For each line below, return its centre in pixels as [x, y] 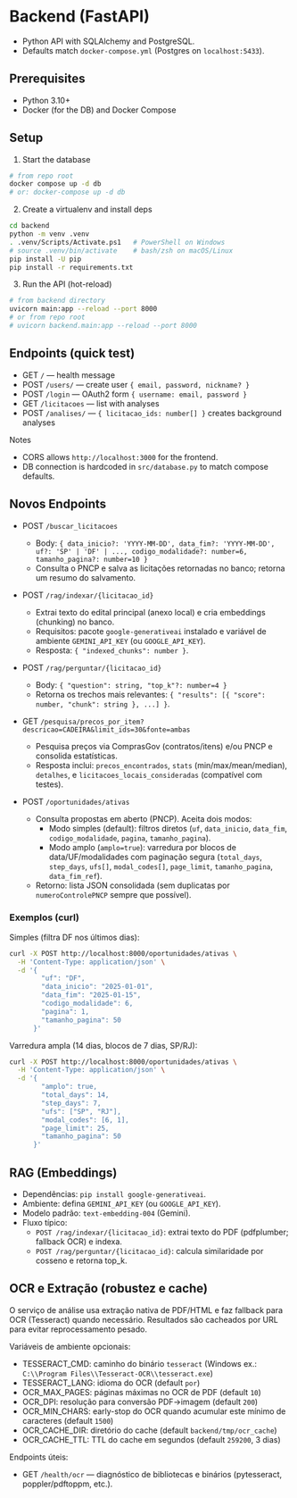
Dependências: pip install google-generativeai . [114, 1194]
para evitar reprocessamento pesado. [78, 1329]
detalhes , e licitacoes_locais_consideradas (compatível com [149, 774]
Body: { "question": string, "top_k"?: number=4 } [131, 684]
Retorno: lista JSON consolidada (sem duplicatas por [132, 885]
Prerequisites [47, 79]
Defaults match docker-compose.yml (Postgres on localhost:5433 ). [143, 50]
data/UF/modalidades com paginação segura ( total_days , [156, 857]
